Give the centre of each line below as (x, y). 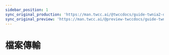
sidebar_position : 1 (27, 10)
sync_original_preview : (30, 19)
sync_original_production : (33, 14)
